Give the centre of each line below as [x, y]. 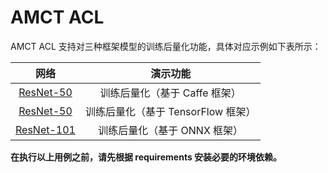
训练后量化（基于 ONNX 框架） [171, 130]
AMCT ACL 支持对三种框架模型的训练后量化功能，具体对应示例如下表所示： [166, 46]
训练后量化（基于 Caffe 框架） [170, 93]
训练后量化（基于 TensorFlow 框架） [170, 111]
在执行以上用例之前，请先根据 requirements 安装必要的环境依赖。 [146, 157]
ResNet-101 [45, 129]
